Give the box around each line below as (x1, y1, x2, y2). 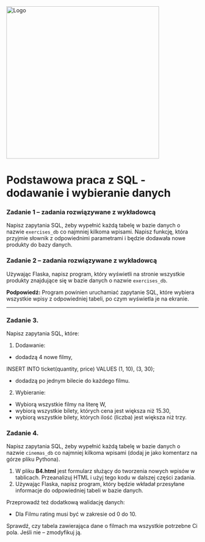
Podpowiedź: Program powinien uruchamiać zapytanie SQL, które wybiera (6, 288, 195, 296)
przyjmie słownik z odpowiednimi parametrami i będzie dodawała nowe (6, 235, 186, 242)
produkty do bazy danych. (6, 241, 73, 249)
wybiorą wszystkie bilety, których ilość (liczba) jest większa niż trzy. (15, 414, 187, 421)
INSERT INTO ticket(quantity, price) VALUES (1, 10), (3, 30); (6, 365, 155, 373)
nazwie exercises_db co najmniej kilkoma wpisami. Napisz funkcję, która (6, 228, 189, 235)
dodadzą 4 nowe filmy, (15, 354, 73, 361)
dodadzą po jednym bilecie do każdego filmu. (15, 377, 130, 385)
